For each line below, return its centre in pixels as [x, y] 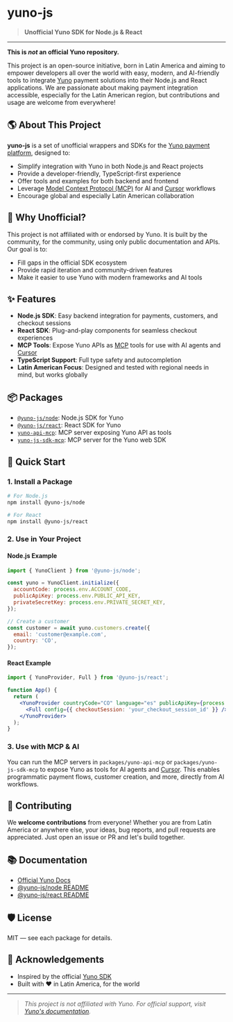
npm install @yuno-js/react [48, 521]
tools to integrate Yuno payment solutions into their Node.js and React [107, 80]
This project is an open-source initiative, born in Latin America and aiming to [116, 65]
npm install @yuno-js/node [46, 502]
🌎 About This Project [54, 125]
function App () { [32, 690]
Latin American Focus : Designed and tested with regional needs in [113, 368]
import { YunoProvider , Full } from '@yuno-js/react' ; [88, 678]
